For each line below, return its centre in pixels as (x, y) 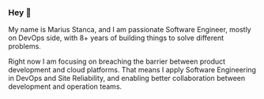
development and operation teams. (65, 86)
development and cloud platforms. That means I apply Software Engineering (132, 70)
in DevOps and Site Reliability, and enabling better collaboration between (127, 79)
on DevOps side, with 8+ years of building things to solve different (116, 38)
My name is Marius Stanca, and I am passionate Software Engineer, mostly (130, 30)
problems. (25, 46)
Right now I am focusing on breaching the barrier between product (117, 61)
